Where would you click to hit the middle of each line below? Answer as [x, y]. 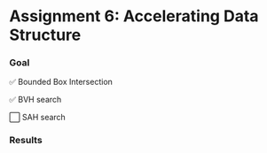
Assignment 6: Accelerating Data [134, 16]
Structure [45, 35]
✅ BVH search [35, 100]
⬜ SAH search [38, 118]
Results [26, 141]
